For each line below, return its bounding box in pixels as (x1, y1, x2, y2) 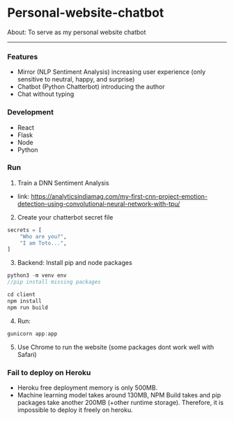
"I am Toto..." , (19, 239, 68, 247)
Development (7, 107, 54, 117)
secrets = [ (7, 227, 42, 234)
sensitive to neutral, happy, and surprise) (17, 75, 135, 84)
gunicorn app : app (7, 330, 58, 337)
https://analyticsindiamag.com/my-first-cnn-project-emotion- (31, 192, 208, 200)
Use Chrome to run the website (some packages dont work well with (17, 343, 214, 351)
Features (7, 52, 38, 61)
